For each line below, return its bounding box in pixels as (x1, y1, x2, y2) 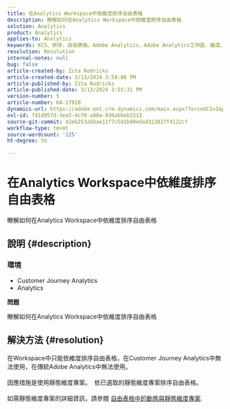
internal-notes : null (7, 55, 69, 62)
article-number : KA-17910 (7, 99, 81, 106)
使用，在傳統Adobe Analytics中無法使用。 (12, 362, 131, 371)
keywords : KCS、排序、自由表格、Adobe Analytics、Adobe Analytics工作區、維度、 (7, 42, 226, 49)
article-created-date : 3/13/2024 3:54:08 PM (7, 73, 136, 81)
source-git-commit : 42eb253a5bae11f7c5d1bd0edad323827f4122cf (7, 118, 188, 125)
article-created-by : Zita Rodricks (7, 67, 109, 74)
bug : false (7, 61, 38, 68)
